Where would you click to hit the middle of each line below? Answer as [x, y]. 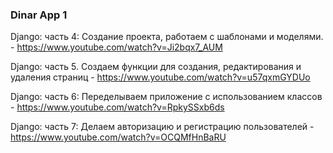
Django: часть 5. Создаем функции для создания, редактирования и [156, 67]
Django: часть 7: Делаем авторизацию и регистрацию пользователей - [162, 127]
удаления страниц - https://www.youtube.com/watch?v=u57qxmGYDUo [160, 77]
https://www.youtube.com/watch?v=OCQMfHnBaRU [118, 137]
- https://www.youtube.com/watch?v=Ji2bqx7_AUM [116, 47]
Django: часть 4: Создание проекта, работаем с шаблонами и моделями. [167, 37]
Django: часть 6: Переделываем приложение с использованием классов [166, 97]
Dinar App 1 [39, 15]
